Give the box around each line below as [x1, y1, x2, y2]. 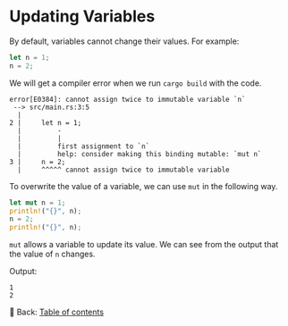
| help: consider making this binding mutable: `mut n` [17, 149, 262, 158]
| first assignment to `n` [17, 141, 150, 151]
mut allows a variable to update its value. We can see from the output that [9, 239, 279, 250]
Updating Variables [9, 6, 156, 27]
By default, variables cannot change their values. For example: [9, 36, 240, 46]
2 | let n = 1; [9, 118, 82, 127]
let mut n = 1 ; [9, 198, 66, 207]
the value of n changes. [9, 248, 96, 260]
